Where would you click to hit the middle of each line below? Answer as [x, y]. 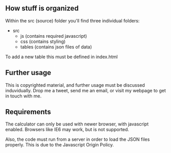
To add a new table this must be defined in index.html [62, 57]
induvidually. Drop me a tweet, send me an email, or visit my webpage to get [86, 90]
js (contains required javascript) [54, 36]
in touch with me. [23, 96]
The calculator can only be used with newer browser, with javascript [77, 124]
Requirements [28, 112]
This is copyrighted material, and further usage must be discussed [75, 85]
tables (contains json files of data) [56, 47]
